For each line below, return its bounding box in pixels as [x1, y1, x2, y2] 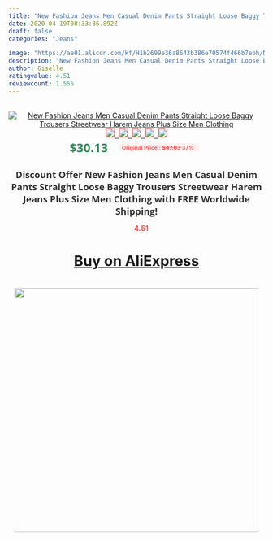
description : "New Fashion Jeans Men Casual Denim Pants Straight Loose [8, 57, 260, 65]
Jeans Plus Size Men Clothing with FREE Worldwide [23, 192, 250, 206]
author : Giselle [8, 64, 63, 73]
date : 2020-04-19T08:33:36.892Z [8, 20, 118, 28]
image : [8, 50, 31, 58]
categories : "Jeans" [8, 34, 79, 43]
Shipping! [115, 204, 158, 218]
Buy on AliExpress [73, 252, 200, 271]
